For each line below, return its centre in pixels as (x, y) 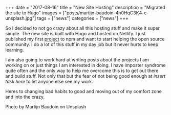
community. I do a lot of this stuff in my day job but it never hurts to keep (82, 44)
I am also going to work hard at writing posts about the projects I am (77, 60)
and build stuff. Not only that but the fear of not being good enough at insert (85, 76)
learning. (15, 50)
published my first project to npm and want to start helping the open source (85, 39)
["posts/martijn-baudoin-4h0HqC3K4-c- (106, 13)
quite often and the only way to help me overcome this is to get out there (82, 71)
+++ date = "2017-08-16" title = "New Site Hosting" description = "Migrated (85, 7)
